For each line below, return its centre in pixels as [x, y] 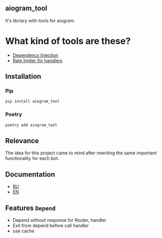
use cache [23, 231]
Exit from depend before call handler [51, 225]
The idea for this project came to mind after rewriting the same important [81, 153]
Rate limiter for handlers [37, 60]
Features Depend [31, 208]
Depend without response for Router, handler [60, 220]
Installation [23, 76]
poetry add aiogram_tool [31, 125]
